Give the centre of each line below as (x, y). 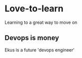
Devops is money (32, 38)
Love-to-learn (34, 9)
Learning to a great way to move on (41, 22)
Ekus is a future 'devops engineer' (40, 50)
